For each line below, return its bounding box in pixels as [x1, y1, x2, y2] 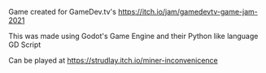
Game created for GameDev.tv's [8, 7, 116, 16]
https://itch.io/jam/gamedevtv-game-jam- [117, 7, 258, 16]
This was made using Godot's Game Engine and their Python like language [8, 32, 259, 41]
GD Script [8, 40, 41, 49]
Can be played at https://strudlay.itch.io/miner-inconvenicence [8, 56, 218, 65]
